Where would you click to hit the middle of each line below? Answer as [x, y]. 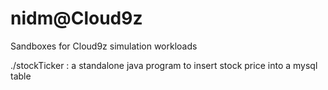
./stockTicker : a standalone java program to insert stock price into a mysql [164, 65]
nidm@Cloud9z [76, 18]
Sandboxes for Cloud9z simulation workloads [104, 46]
